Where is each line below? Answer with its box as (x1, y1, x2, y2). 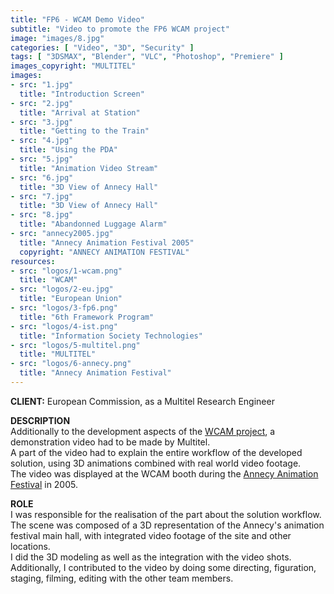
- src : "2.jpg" (10, 98, 74, 108)
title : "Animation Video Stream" (19, 163, 159, 173)
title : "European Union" (19, 294, 123, 304)
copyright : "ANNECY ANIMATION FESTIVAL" (19, 247, 190, 257)
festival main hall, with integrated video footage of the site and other (10, 529, 292, 541)
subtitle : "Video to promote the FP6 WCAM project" (10, 24, 230, 34)
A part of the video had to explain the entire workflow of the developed (10, 446, 303, 458)
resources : (10, 256, 56, 266)
